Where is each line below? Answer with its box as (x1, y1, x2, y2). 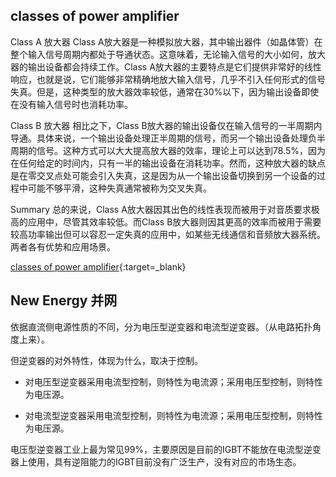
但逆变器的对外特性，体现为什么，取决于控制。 (10, 354, 203, 366)
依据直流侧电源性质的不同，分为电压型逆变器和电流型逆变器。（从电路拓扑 (10, 320, 313, 333)
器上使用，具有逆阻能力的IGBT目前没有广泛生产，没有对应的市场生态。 (10, 455, 302, 468)
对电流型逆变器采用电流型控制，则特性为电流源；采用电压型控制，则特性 (24, 409, 323, 421)
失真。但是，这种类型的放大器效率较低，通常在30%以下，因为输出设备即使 (10, 85, 320, 98)
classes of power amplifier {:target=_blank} (10, 260, 187, 273)
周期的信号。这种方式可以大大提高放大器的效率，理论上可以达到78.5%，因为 (10, 144, 326, 156)
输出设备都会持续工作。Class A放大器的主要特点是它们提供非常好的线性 (27, 60, 322, 73)
